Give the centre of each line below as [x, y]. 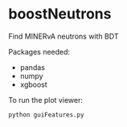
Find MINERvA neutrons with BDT [63, 36]
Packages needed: [39, 51]
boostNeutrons [60, 14]
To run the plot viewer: [45, 100]
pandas [33, 67]
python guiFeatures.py [46, 115]
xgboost [34, 84]
